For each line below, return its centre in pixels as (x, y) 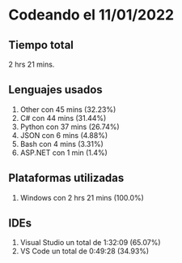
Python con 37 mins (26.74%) (70, 127)
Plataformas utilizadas (66, 178)
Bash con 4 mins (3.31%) (61, 144)
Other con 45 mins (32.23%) (68, 109)
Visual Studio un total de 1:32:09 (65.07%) (90, 243)
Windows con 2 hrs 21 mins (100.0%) (82, 197)
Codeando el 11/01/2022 (91, 15)
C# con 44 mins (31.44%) (63, 118)
